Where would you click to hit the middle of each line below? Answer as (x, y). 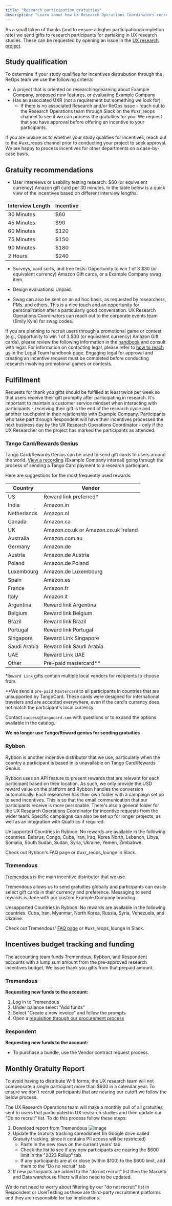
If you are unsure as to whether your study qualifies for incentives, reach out (86, 137)
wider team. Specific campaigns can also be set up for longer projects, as (83, 816)
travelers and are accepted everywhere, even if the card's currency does (82, 702)
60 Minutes (22, 231)
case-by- (150, 149)
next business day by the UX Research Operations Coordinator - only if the (84, 425)
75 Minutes (22, 240)
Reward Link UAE (64, 655)
